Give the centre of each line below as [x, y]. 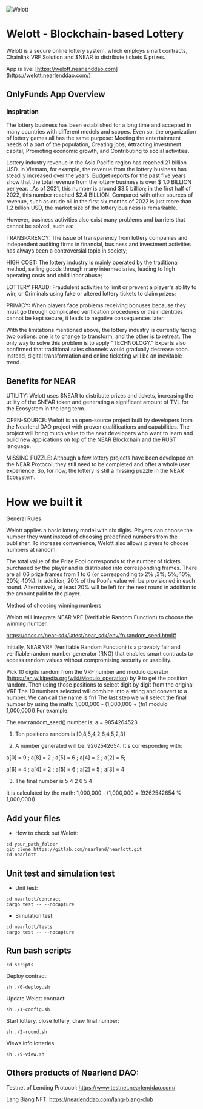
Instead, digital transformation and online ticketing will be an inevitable [94, 356]
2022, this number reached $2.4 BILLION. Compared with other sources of [100, 195]
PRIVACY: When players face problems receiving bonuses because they [96, 305]
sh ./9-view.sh [25, 1054]
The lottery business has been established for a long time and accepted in [99, 125]
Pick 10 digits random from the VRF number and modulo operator [88, 672]
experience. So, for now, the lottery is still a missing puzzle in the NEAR [95, 471]
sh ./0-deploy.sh [28, 987]
